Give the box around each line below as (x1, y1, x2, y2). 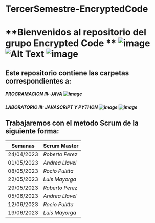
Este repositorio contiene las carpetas (5, 69, 129, 77)
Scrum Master (43, 142, 79, 149)
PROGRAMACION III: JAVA (5, 91, 63, 97)
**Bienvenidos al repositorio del (5, 27, 147, 38)
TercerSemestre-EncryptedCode (5, 3, 148, 15)
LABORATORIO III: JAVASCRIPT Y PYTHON (5, 104, 98, 110)
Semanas (11, 142, 35, 149)
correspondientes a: (5, 76, 72, 85)
